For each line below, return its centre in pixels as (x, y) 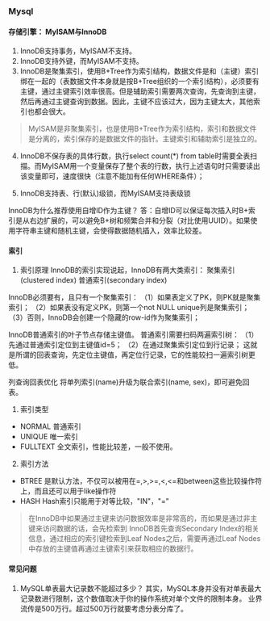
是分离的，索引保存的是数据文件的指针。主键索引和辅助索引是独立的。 (145, 139)
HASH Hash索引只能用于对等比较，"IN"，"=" (94, 501)
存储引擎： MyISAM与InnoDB (58, 31)
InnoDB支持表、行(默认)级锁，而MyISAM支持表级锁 (105, 193)
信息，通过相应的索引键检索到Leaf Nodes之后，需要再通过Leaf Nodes (144, 539)
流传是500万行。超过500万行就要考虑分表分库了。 (104, 608)
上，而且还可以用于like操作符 (68, 491)
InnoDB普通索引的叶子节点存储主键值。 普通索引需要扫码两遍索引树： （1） (133, 335)
